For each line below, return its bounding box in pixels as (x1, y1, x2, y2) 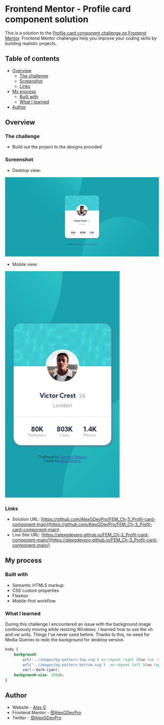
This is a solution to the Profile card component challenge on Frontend (5, 30, 146, 36)
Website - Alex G (12, 704, 46, 710)
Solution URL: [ (12, 516, 42, 522)
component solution (5, 14, 89, 25)
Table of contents (5, 55, 60, 63)
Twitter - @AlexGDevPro (12, 715, 62, 721)
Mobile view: (12, 261, 38, 267)
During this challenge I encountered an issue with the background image (5, 621, 151, 627)
